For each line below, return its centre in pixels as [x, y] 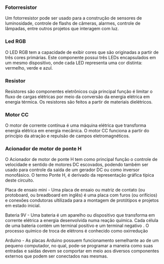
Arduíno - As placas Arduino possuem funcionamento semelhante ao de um [82, 240]
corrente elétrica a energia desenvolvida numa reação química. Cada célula [82, 221]
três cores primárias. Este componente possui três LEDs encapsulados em [81, 57]
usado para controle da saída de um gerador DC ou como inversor [72, 170]
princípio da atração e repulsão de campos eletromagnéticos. [67, 136]
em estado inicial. [23, 206]
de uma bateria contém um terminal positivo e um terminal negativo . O [77, 226]
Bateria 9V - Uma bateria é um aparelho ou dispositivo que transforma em [80, 215]
